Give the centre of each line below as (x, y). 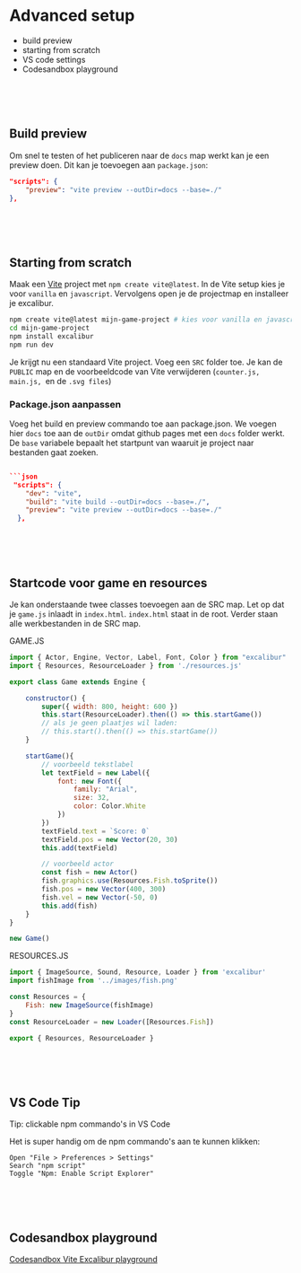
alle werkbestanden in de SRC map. (75, 624)
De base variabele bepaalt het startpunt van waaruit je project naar (132, 443)
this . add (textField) (80, 848)
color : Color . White (109, 806)
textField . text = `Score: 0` (96, 831)
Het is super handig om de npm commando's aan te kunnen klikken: (135, 1142)
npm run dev (31, 345)
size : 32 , (91, 798)
